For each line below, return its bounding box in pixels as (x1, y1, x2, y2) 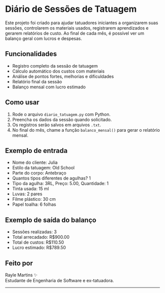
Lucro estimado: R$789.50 (12, 245, 66, 251)
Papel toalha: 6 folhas (12, 201, 56, 208)
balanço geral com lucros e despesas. (5, 36, 82, 41)
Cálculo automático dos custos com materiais (12, 68, 105, 74)
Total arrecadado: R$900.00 (12, 234, 70, 240)
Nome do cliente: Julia (12, 159, 58, 166)
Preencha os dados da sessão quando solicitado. (12, 116, 112, 122)
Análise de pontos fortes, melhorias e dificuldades (12, 73, 114, 79)
